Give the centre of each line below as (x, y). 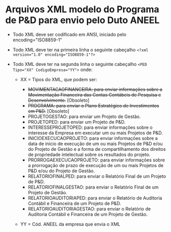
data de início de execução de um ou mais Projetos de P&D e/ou (95, 144)
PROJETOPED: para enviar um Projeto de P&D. (77, 122)
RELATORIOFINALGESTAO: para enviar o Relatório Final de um (93, 187)
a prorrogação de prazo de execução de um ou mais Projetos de (96, 165)
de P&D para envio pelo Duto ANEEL (82, 20)
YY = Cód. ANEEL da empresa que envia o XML (70, 224)
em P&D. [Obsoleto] (49, 111)
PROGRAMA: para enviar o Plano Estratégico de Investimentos (93, 105)
